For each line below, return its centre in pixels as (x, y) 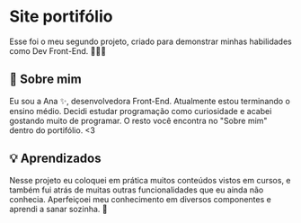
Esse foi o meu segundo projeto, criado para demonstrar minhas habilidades (150, 41)
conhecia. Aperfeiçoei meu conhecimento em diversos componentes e (140, 199)
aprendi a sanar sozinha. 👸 (58, 209)
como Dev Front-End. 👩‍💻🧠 (58, 50)
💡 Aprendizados (55, 159)
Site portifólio (61, 17)
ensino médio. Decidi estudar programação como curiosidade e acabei (141, 111)
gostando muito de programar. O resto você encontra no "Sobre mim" (138, 120)
